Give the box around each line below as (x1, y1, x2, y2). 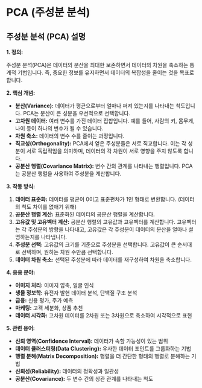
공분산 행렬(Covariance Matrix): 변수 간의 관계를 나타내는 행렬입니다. (14, 162, 181, 170)
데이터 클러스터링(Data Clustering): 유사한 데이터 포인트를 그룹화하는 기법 (14, 345, 192, 352)
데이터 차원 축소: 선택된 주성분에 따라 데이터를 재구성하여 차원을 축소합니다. (14, 256, 192, 263)
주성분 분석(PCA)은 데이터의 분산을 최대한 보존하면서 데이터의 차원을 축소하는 (6, 62, 189, 68)
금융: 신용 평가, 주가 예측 (14, 297, 74, 304)
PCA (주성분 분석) (6, 5, 90, 19)
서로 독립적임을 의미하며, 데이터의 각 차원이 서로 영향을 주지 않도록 (26, 147, 183, 154)
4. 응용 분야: (6, 269, 36, 276)
